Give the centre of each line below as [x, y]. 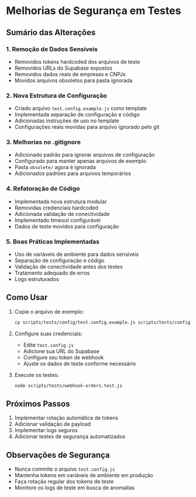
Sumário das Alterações [51, 32]
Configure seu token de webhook [63, 357]
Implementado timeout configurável [57, 220]
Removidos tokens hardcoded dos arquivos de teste [77, 61]
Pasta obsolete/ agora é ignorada [55, 167]
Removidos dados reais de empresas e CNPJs [70, 74]
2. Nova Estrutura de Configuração [56, 95]
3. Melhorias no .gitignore [43, 142]
